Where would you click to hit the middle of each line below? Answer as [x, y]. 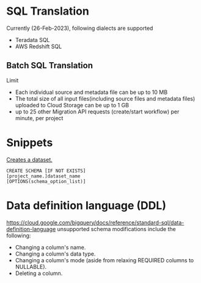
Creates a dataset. [30, 159]
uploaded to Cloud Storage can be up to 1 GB [72, 105]
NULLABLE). [31, 267]
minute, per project [39, 118]
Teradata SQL [32, 40]
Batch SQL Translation [50, 66]
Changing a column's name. [50, 247]
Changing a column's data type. [55, 254]
